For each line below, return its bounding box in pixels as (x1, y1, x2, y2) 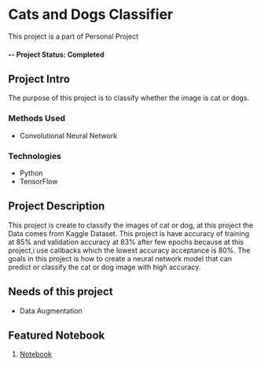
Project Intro (8, 72, 71, 86)
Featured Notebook (8, 328, 105, 342)
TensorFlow (19, 176, 58, 186)
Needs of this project (8, 285, 113, 298)
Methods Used (8, 113, 65, 124)
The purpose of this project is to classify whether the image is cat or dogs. (8, 93, 250, 103)
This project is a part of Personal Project (8, 31, 139, 41)
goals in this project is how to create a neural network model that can (8, 253, 233, 263)
